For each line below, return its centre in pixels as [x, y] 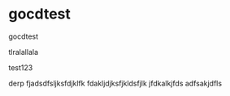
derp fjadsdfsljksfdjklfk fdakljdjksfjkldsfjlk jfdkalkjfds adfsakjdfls [115, 83]
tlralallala [24, 52]
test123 [21, 67]
